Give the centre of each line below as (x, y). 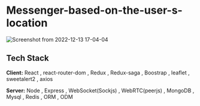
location (27, 23)
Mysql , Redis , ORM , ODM (40, 96)
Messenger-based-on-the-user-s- (94, 10)
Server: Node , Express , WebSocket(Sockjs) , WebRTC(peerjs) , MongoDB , (100, 91)
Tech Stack (28, 58)
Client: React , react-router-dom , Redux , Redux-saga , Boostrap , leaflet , (98, 73)
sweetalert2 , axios (30, 79)
